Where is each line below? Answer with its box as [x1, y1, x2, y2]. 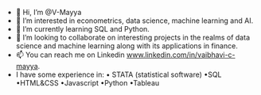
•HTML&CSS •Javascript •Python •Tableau [15, 78, 160, 87]
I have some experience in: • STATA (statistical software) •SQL [15, 70, 222, 79]
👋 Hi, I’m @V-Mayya [15, 8, 82, 17]
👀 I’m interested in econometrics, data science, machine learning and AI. [15, 16, 254, 25]
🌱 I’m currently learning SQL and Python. [15, 25, 150, 33]
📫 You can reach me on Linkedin [15, 50, 125, 59]
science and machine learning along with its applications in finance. [15, 41, 239, 51]
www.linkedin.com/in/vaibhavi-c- [126, 50, 236, 59]
